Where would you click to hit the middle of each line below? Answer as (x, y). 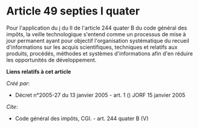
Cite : (12, 106)
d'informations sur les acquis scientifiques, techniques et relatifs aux (92, 47)
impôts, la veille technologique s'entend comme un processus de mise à (96, 34)
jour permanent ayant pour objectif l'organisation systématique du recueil (98, 40)
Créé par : (18, 83)
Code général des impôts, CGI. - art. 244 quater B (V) (82, 118)
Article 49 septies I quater (73, 11)
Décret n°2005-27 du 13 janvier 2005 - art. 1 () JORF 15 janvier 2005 (100, 95)
